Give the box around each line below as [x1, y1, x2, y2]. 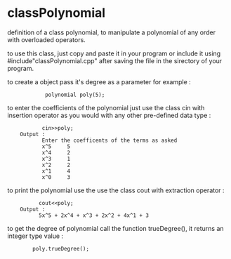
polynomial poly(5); [44, 91, 105, 98]
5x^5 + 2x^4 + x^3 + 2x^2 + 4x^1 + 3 [38, 212, 150, 219]
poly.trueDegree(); [32, 245, 90, 252]
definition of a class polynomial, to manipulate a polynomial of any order [7, 28, 216, 36]
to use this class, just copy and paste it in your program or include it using [7, 49, 221, 58]
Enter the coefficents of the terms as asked [41, 137, 178, 144]
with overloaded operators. [7, 35, 86, 44]
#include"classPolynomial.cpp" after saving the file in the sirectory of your [7, 56, 223, 65]
